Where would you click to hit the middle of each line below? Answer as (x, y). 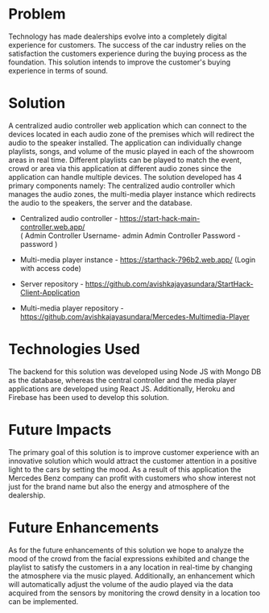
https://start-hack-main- (160, 218)
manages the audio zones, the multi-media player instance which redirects (132, 194)
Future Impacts (60, 430)
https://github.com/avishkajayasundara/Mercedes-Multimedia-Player (134, 316)
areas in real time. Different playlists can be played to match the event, (125, 160)
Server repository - (52, 284)
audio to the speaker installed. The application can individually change (125, 143)
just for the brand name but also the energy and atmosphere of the (119, 486)
